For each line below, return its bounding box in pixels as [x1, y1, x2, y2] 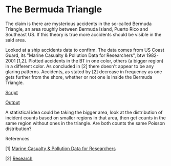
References [5, 135, 30, 141]
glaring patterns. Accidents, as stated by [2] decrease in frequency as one [5, 68, 162, 75]
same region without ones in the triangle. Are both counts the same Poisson [5, 120, 165, 126]
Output [5, 99, 20, 106]
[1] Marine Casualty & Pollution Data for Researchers [5, 145, 116, 152]
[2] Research [5, 155, 33, 161]
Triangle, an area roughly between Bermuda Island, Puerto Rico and [5, 26, 148, 32]
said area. [5, 37, 27, 43]
